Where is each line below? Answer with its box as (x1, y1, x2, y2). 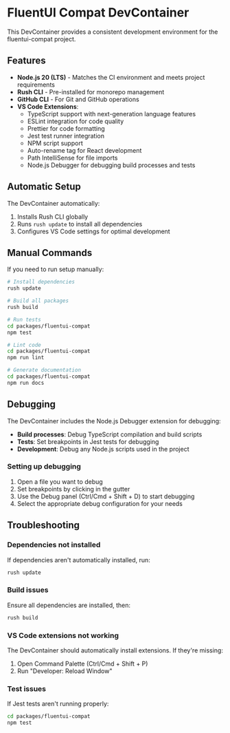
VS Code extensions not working (7, 630, 119, 640)
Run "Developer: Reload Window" (16, 666, 113, 675)
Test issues (7, 683, 47, 693)
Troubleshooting (7, 520, 80, 531)
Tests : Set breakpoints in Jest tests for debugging (16, 437, 159, 445)
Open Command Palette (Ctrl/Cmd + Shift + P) (16, 659, 148, 668)
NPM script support (27, 139, 84, 147)
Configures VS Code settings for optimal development (16, 227, 170, 235)
